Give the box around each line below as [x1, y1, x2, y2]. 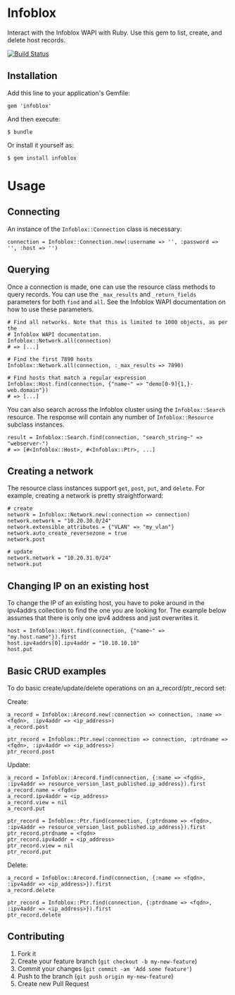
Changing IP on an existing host [7, 580, 149, 592]
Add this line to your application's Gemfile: [7, 88, 130, 97]
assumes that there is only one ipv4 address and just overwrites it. [7, 614, 200, 622]
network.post [7, 536, 46, 543]
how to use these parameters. [7, 305, 94, 314]
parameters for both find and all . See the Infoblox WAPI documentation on [7, 297, 227, 306]
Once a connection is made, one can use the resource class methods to [7, 282, 216, 291]
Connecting [7, 206, 61, 218]
